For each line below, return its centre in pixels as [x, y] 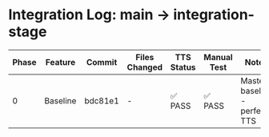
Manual [219, 57]
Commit [102, 62]
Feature [60, 62]
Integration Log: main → [89, 15]
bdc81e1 [102, 100]
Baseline [60, 100]
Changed [145, 67]
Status [183, 67]
